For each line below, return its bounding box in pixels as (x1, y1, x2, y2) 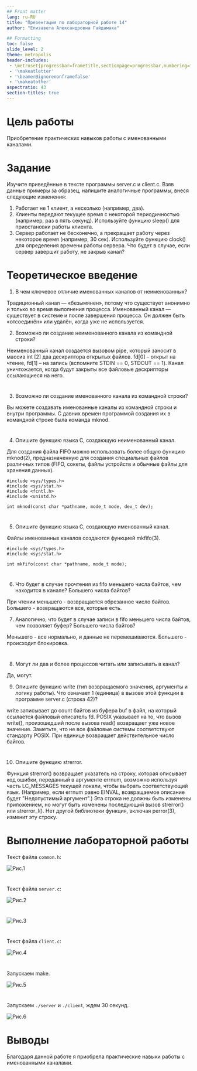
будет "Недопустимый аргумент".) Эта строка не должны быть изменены (6, 794, 191, 801)
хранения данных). (6, 467, 54, 474)
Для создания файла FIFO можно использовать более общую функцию (6, 448, 185, 455)
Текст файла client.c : (6, 938, 61, 945)
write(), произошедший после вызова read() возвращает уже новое (6, 719, 175, 726)
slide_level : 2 (6, 46, 44, 53)
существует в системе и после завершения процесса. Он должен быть (6, 312, 185, 319)
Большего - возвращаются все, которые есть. (6, 605, 122, 612)
